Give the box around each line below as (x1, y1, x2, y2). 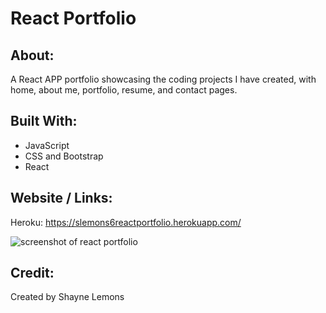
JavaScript (24, 139, 70, 151)
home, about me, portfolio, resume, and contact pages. (10, 84, 238, 96)
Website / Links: (10, 190, 113, 207)
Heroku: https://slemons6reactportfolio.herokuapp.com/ (10, 216, 242, 228)
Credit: (10, 265, 55, 282)
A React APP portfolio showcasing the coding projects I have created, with (10, 73, 317, 85)
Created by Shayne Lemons (10, 291, 125, 303)
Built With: (10, 113, 78, 130)
